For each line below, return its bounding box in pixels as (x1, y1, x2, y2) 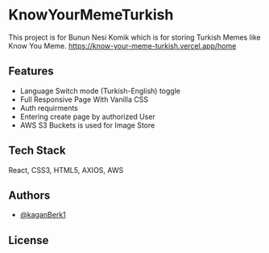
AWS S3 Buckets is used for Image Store (19, 120, 155, 130)
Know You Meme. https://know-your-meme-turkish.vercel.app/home (8, 40, 237, 50)
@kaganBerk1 (19, 210, 66, 220)
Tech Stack (8, 144, 66, 158)
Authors (8, 188, 51, 202)
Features (8, 65, 54, 78)
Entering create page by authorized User (19, 112, 155, 121)
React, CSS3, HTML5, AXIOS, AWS (8, 165, 124, 175)
